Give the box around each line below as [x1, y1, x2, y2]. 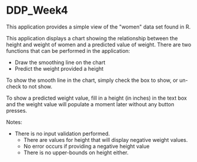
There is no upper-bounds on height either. [23, 149, 129, 156]
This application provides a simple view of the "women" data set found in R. [6, 23, 191, 30]
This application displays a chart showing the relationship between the [6, 34, 178, 42]
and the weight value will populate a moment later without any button [6, 100, 175, 107]
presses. [6, 107, 28, 114]
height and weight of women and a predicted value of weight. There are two [6, 41, 192, 48]
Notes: [6, 118, 22, 125]
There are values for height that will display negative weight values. [23, 136, 188, 143]
